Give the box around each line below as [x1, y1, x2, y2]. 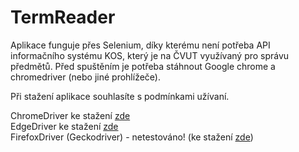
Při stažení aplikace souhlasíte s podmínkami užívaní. [10, 90, 230, 102]
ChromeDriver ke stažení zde [10, 109, 131, 121]
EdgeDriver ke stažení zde [10, 120, 119, 132]
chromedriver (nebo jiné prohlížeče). [10, 71, 161, 83]
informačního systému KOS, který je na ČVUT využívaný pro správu [10, 49, 290, 61]
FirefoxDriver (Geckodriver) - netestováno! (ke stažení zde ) [10, 131, 254, 143]
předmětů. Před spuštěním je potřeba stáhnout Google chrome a [10, 60, 276, 72]
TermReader [10, 6, 116, 29]
